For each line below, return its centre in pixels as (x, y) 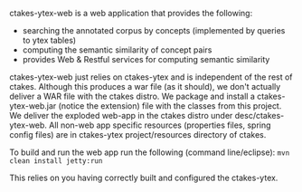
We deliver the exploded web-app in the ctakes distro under (121, 115)
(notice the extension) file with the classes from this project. (170, 106)
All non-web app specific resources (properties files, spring (160, 125)
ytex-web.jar (33, 106)
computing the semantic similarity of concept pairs (117, 50)
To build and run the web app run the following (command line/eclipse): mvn (150, 152)
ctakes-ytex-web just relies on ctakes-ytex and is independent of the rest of (151, 77)
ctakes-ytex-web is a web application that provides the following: (131, 13)
